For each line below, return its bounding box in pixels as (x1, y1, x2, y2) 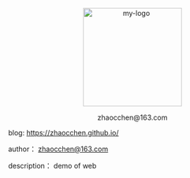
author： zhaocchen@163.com (8, 144, 109, 154)
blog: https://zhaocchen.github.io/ (8, 128, 120, 137)
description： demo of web (8, 161, 97, 170)
